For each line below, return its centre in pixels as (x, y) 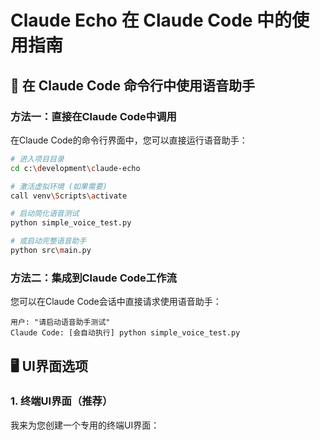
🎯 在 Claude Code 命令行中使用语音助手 (133, 85)
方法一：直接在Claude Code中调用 (93, 116)
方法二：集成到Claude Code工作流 (93, 278)
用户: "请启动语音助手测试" (60, 322)
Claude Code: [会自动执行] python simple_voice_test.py (125, 333)
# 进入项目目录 (37, 159)
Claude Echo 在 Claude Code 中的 (151, 20)
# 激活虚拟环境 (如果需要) (59, 186)
